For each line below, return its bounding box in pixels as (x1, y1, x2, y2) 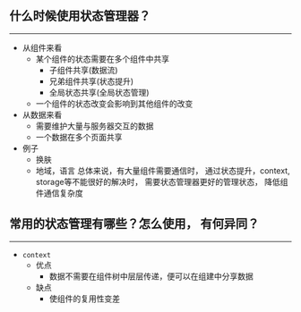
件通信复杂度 (35, 187, 83, 198)
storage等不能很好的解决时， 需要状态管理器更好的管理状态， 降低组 (35, 176, 288, 187)
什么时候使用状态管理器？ (9, 8, 150, 24)
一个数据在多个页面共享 (35, 131, 123, 142)
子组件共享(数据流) (48, 64, 118, 75)
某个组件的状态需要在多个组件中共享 (35, 53, 170, 64)
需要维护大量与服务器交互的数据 (35, 120, 154, 131)
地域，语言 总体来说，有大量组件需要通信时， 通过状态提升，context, (35, 164, 290, 176)
